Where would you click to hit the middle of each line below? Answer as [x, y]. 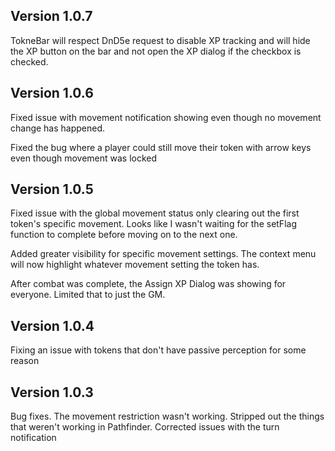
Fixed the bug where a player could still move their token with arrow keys [161, 147]
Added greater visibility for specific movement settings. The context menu [163, 254]
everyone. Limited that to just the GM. [88, 295]
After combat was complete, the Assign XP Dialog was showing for [148, 284]
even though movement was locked [84, 158]
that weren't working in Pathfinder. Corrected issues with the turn [145, 427]
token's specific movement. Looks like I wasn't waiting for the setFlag [153, 224]
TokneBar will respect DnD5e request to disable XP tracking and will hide [160, 40]
